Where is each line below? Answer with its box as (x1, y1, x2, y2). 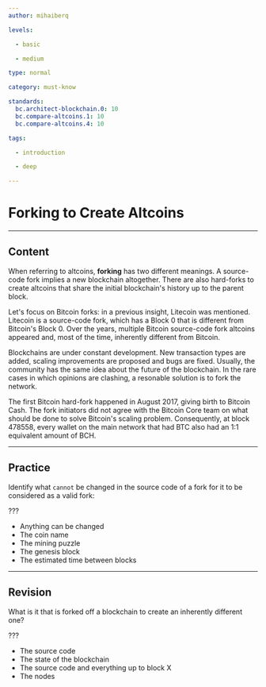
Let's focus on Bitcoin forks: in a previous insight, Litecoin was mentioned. (8, 307, 251, 316)
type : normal (8, 69, 51, 77)
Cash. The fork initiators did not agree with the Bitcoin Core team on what (8, 405, 249, 415)
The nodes (19, 671, 55, 681)
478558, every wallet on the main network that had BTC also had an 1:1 (8, 422, 239, 431)
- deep (15, 163, 37, 171)
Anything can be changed (19, 521, 104, 531)
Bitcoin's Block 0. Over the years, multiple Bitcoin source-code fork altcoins (8, 323, 256, 334)
